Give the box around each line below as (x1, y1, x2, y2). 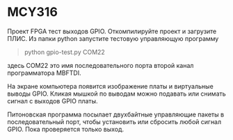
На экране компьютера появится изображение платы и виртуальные (7, 82, 214, 90)
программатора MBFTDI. (7, 69, 81, 77)
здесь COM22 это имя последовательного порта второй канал (7, 61, 194, 69)
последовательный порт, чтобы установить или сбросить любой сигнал (7, 117, 222, 125)
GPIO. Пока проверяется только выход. (7, 125, 124, 133)
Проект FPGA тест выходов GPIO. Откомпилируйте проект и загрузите (7, 27, 217, 35)
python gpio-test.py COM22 (24, 48, 106, 56)
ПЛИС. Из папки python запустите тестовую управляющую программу (7, 34, 219, 42)
